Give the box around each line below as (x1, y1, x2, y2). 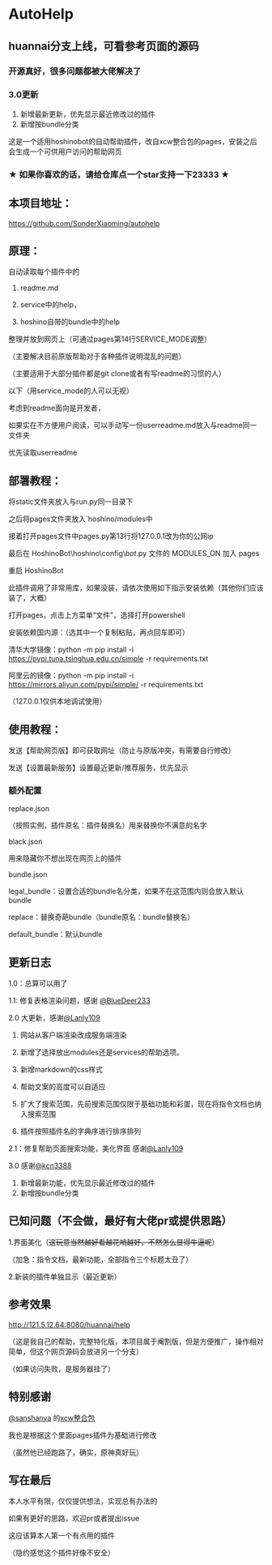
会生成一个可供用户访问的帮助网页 (8, 147, 122, 156)
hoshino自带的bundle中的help (19, 317, 120, 327)
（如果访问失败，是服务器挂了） (8, 1363, 115, 1374)
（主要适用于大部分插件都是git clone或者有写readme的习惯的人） (8, 369, 226, 378)
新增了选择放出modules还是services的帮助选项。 (19, 1047, 185, 1058)
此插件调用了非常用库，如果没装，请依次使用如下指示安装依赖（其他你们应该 (8, 583, 264, 592)
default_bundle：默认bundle (8, 930, 103, 939)
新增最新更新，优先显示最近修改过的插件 (19, 109, 155, 118)
